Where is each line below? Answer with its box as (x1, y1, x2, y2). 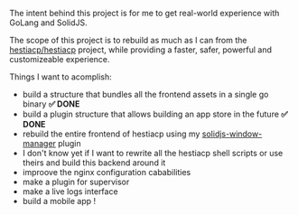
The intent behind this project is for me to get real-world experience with (9, 8, 280, 18)
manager (22, 138, 57, 148)
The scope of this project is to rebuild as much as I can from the (9, 35, 247, 45)
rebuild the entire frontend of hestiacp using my (22, 128, 200, 139)
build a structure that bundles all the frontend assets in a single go (22, 89, 269, 99)
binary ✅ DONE (22, 98, 80, 109)
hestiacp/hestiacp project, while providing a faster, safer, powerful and (9, 44, 273, 55)
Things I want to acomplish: (9, 71, 113, 82)
